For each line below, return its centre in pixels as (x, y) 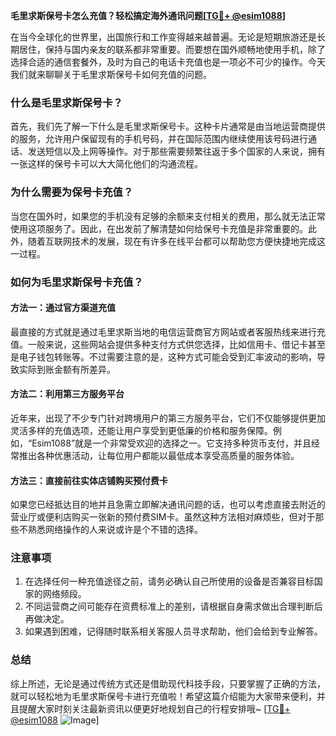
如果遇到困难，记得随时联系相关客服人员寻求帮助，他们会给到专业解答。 (173, 631)
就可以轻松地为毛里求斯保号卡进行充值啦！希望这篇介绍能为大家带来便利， (163, 696)
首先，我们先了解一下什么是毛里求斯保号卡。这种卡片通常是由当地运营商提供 (168, 126)
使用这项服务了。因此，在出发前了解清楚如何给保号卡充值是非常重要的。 (159, 228)
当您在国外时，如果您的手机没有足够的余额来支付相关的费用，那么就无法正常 (168, 216)
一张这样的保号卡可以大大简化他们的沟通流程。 (106, 164)
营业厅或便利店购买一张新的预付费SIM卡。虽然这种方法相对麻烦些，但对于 (163, 517)
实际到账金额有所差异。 (67, 369)
